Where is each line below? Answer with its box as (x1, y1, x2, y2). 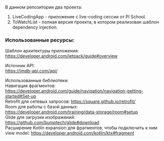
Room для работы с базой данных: (5, 104, 78, 110)
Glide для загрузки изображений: (5, 114, 76, 120)
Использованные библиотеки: (5, 78, 69, 84)
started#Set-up (5, 94, 37, 99)
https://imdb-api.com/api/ (5, 68, 58, 74)
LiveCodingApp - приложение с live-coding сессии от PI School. (12, 14, 147, 19)
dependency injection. (12, 24, 58, 30)
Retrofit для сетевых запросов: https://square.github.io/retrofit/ (5, 98, 136, 104)
